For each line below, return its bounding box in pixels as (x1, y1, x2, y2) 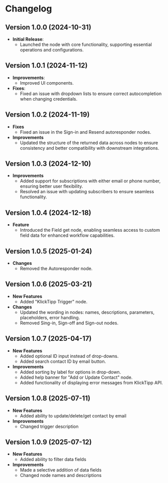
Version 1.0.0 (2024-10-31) (5, 23, 92, 32)
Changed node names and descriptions (20, 472, 102, 478)
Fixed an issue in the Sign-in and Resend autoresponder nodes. (20, 129, 151, 135)
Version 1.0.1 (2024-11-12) (5, 61, 88, 70)
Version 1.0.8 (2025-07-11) (5, 394, 91, 403)
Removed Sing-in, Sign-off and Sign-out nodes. (20, 320, 119, 326)
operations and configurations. (20, 47, 84, 53)
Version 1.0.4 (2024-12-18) (5, 208, 91, 217)
